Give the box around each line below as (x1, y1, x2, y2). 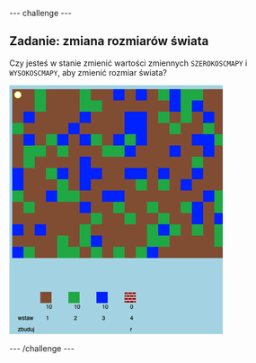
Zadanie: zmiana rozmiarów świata (9, 33, 209, 49)
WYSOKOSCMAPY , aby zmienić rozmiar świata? (9, 67, 168, 77)
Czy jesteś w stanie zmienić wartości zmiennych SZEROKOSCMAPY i (9, 58, 248, 68)
